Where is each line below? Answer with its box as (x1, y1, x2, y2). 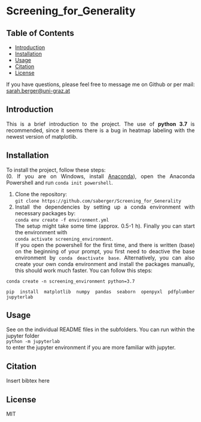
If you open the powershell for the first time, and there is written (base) (14, 241, 195, 249)
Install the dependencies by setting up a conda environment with (14, 203, 195, 210)
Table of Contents (6, 28, 75, 38)
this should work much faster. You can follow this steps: (14, 267, 153, 274)
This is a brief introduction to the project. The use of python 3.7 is (6, 120, 196, 127)
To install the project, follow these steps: (6, 166, 106, 173)
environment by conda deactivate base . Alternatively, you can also (14, 254, 195, 261)
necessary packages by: (14, 209, 76, 216)
